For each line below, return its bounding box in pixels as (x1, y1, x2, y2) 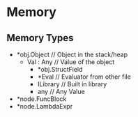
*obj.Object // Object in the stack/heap (16, 50, 128, 58)
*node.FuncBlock (16, 95, 67, 103)
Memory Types (6, 32, 74, 44)
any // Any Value (37, 88, 85, 95)
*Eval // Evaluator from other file (37, 72, 132, 81)
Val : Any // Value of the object (26, 58, 115, 66)
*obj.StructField (37, 65, 83, 73)
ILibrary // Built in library (37, 80, 107, 88)
